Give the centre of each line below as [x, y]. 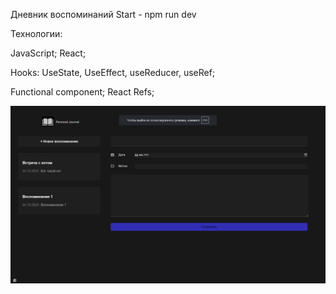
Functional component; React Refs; [82, 92]
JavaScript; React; [48, 53]
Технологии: [36, 33]
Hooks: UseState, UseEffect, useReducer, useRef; [113, 72]
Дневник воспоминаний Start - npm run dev [103, 14]
